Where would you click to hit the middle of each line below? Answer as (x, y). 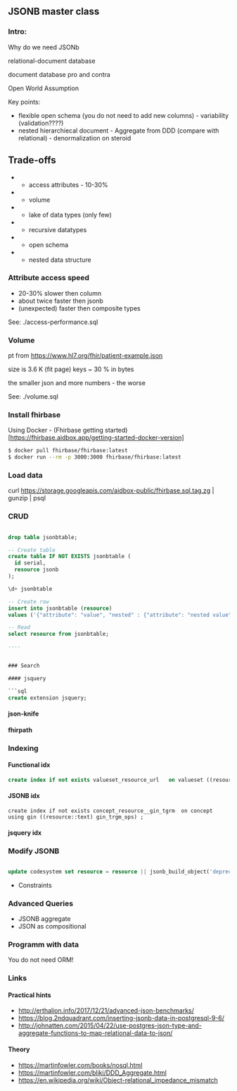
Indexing (23, 748)
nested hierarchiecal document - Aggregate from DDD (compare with (118, 131)
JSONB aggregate (44, 919)
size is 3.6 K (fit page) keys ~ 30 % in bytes (71, 369)
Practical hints (30, 995)
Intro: (18, 32)
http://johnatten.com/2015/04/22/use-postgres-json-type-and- (110, 1025)
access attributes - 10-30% (68, 185)
